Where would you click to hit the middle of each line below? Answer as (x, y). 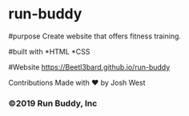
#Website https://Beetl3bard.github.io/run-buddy (89, 67)
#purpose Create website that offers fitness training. (95, 36)
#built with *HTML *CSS (49, 51)
